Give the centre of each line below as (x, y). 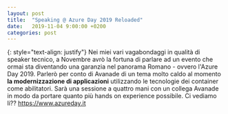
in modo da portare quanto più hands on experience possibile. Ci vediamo (112, 96)
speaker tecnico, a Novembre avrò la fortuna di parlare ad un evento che (110, 60)
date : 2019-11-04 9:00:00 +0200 (57, 26)
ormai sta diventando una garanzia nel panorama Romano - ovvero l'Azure (113, 67)
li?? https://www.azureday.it (46, 103)
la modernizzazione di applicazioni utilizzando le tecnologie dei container (113, 81)
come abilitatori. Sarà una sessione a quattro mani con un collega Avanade (113, 89)
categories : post (32, 33)
